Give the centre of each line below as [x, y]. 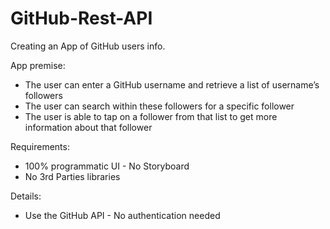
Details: [26, 196]
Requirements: [40, 146]
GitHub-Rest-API [81, 18]
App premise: [38, 65]
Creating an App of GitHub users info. [88, 46]
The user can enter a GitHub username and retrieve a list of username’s [172, 84]
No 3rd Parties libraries [72, 176]
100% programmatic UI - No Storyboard [107, 166]
